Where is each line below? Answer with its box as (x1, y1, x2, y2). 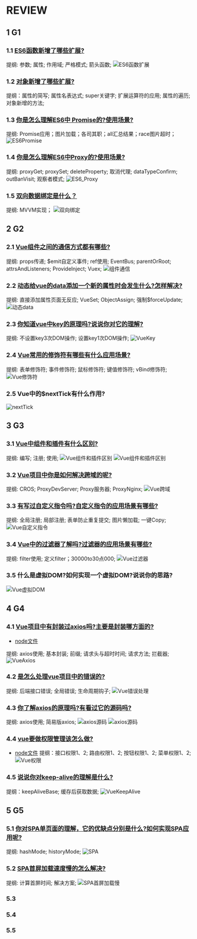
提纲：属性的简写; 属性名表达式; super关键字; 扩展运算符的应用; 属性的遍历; (6, 92, 190, 99)
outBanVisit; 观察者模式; (6, 175, 65, 182)
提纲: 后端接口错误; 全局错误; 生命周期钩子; (6, 687, 111, 695)
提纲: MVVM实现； (6, 206, 52, 213)
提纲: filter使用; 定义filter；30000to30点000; (6, 555, 116, 562)
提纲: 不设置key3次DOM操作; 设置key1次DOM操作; (6, 334, 129, 342)
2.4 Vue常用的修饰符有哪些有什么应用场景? (6, 351, 131, 360)
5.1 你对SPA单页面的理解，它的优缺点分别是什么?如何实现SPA (6, 825, 183, 832)
